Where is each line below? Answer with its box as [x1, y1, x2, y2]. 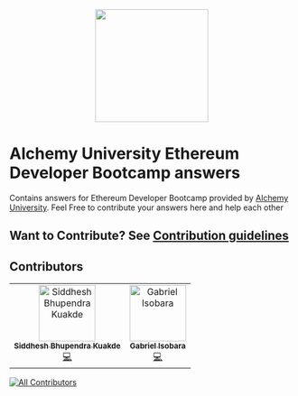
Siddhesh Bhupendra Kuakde [14, 341, 121, 351]
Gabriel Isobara [129, 341, 187, 351]
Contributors [9, 259, 84, 274]
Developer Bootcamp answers [9, 162, 241, 183]
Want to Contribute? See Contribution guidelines [9, 228, 289, 244]
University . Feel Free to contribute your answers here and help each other [9, 202, 284, 213]
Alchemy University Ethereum [9, 143, 239, 164]
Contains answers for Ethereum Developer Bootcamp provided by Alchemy [9, 192, 289, 203]
